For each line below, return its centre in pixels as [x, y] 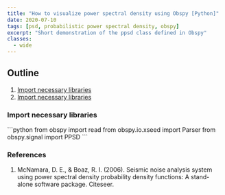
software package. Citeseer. [74, 184]
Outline [23, 73]
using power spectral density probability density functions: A [103, 177]
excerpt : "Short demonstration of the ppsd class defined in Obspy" [107, 33]
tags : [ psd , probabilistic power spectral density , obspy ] [93, 26]
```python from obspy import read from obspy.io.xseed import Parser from [111, 130]
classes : [20, 39]
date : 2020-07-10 [32, 20]
